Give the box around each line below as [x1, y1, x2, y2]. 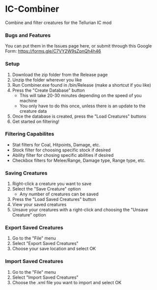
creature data [19, 108, 47, 114]
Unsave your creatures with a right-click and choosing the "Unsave [12, 207, 148, 213]
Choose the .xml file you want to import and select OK [12, 279, 122, 285]
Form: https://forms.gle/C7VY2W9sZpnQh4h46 [5, 48, 102, 54]
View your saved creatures [12, 202, 67, 208]
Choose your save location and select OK [12, 246, 96, 252]
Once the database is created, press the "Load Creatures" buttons [12, 113, 146, 119]
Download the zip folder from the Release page [12, 72, 108, 77]
